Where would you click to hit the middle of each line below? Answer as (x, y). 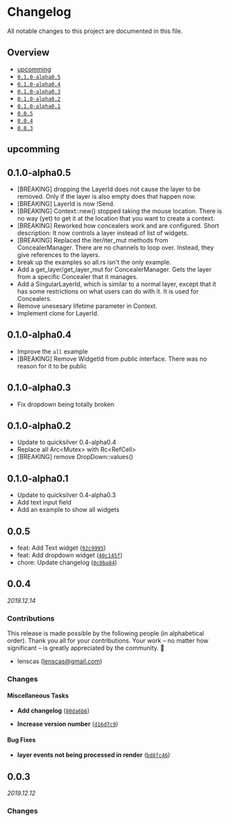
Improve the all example (52, 351)
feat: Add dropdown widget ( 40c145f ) (70, 555)
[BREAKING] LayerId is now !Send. (66, 203)
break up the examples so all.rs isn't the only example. (94, 262)
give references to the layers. (58, 254)
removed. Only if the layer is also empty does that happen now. (106, 196)
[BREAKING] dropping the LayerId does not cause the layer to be (109, 189)
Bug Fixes (22, 740)
